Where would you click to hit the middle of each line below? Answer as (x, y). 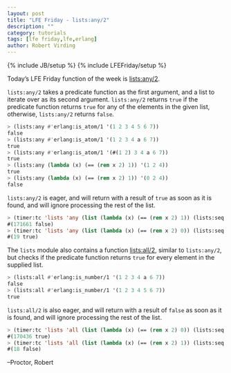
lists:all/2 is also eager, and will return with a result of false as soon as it (115, 310)
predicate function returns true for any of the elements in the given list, (109, 107)
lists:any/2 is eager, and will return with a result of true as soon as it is (110, 198)
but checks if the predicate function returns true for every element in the (111, 258)
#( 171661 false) (30, 224)
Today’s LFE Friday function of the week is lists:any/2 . (84, 79)
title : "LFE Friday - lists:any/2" (58, 20)
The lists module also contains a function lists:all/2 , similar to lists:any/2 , (115, 250)
